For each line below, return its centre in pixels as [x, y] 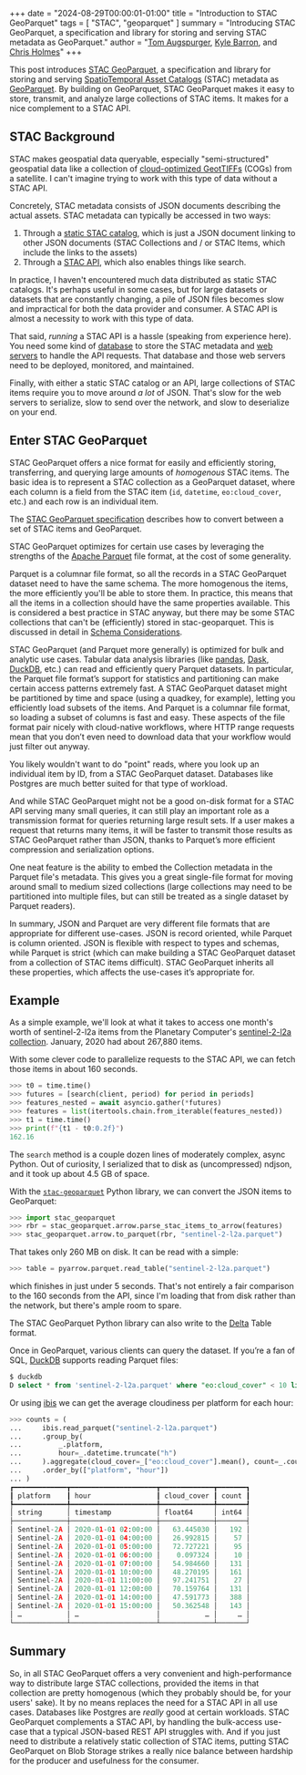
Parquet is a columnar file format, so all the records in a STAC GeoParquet [148, 573]
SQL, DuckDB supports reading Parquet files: [94, 1360]
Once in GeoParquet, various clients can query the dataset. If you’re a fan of [153, 1351]
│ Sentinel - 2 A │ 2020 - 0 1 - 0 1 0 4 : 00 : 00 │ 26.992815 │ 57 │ [130, 1538]
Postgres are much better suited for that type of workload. [118, 783]
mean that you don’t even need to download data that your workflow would [150, 737]
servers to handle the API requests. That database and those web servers [148, 356]
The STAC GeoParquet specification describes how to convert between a [147, 519]
